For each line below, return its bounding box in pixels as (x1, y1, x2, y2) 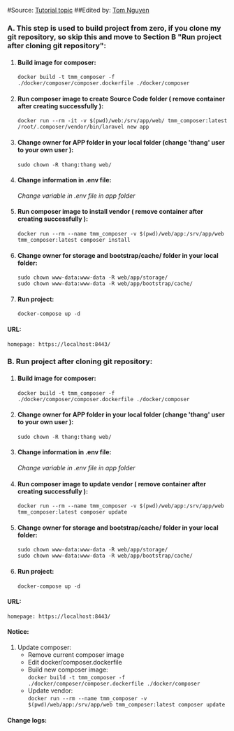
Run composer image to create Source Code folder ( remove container (17, 94, 226, 103)
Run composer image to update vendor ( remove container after (17, 479, 206, 488)
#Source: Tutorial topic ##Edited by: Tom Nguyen (7, 6, 149, 14)
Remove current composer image (27, 651, 124, 659)
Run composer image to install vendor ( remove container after (17, 208, 204, 216)
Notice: (7, 628, 29, 636)
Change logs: (7, 716, 47, 724)
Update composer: (17, 643, 72, 652)
